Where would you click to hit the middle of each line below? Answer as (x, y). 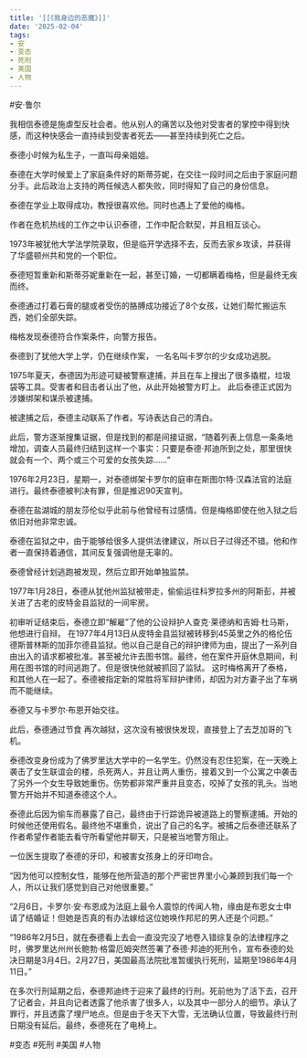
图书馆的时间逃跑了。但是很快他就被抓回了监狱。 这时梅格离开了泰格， (159, 667)
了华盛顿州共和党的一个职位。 (65, 255)
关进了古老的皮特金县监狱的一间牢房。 (81, 602)
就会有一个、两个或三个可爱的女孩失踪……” (90, 460)
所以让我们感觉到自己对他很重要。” (89, 886)
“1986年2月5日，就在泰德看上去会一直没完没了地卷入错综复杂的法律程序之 (149, 936)
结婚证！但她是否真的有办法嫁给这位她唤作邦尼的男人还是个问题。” (149, 917)
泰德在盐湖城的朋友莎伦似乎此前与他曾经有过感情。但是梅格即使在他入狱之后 (153, 510)
